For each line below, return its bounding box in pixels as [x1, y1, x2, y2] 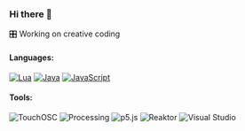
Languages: [9, 52, 55, 63]
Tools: [9, 92, 33, 103]
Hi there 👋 [9, 8, 53, 20]
